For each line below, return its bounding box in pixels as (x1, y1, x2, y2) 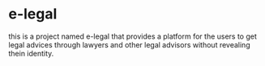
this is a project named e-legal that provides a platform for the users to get (8, 31, 258, 41)
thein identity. (8, 48, 54, 58)
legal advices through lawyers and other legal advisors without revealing (8, 39, 250, 49)
